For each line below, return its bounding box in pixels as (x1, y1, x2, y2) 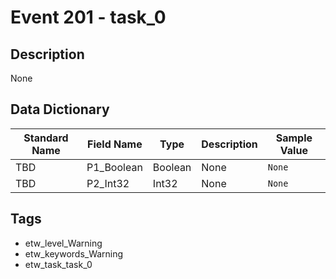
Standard (23, 131, 69, 145)
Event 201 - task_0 (10, 6, 167, 29)
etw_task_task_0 (24, 258, 93, 270)
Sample (275, 131, 313, 145)
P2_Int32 (86, 176, 130, 190)
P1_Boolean (86, 160, 143, 174)
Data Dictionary (10, 101, 110, 118)
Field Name (87, 137, 143, 151)
